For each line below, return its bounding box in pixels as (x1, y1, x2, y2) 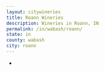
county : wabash (6, 37, 45, 43)
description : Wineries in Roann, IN (6, 20, 99, 26)
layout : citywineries (6, 8, 61, 15)
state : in (6, 32, 32, 38)
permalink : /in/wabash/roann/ (6, 25, 83, 32)
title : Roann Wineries (6, 15, 64, 21)
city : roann (6, 43, 36, 49)
